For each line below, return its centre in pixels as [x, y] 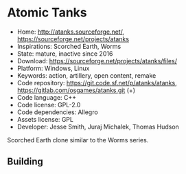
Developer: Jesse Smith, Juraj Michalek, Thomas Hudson [98, 127]
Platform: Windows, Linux [53, 68]
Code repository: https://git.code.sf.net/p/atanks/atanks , [97, 83]
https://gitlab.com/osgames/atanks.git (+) [76, 90]
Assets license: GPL [45, 119]
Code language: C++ [47, 97]
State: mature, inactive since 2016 [65, 54]
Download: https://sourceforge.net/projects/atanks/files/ [97, 61]
